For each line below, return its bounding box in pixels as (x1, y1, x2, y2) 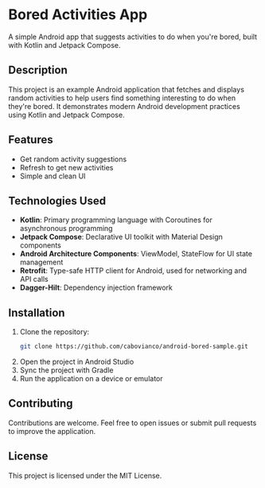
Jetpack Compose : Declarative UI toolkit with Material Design (19, 232, 223, 242)
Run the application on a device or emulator (19, 374, 163, 384)
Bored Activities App (8, 6, 148, 24)
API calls (19, 275, 49, 284)
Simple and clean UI (19, 171, 86, 181)
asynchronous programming (19, 224, 113, 233)
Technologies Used (8, 193, 106, 208)
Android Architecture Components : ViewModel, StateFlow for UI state (19, 249, 253, 259)
